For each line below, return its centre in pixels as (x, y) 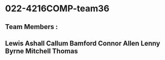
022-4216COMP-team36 (57, 9)
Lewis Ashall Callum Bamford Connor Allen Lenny (83, 43)
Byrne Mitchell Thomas (41, 51)
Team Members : (32, 27)
